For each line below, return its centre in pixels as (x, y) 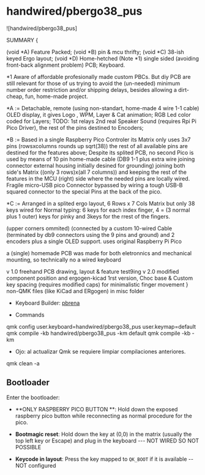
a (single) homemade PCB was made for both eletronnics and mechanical (99, 253)
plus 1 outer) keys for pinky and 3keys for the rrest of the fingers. (88, 216)
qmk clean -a (23, 363)
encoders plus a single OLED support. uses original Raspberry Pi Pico (94, 241)
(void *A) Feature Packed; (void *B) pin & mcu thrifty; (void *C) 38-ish (95, 52)
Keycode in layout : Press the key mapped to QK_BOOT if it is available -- (104, 459)
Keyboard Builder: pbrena (47, 303)
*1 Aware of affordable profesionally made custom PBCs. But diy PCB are (99, 77)
